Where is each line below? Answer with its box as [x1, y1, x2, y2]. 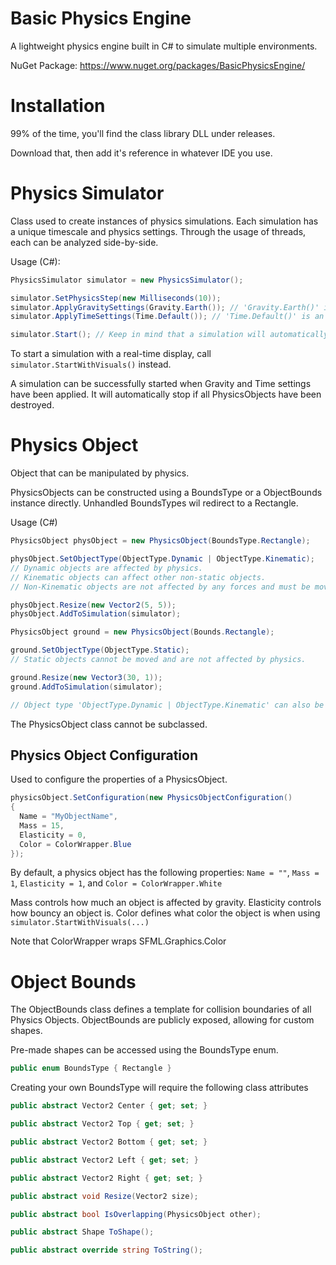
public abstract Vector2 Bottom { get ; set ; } [10, 1137, 208, 1147]
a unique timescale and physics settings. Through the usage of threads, [10, 225, 307, 237]
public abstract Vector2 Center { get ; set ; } [10, 1101, 208, 1111]
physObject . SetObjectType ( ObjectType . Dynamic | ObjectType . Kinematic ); [10, 554, 315, 564]
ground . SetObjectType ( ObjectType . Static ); [10, 645, 190, 656]
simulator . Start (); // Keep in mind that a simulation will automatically [10, 330, 329, 340]
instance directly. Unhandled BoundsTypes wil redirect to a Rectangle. [10, 497, 299, 509]
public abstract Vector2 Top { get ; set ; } [10, 1119, 195, 1129]
